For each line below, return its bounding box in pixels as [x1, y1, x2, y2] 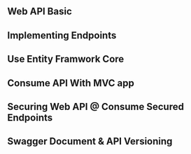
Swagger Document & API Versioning [7, 136, 173, 148]
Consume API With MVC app [7, 77, 134, 89]
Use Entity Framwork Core [7, 53, 125, 65]
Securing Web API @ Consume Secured [7, 101, 184, 113]
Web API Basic [7, 6, 72, 17]
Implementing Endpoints [7, 29, 117, 41]
